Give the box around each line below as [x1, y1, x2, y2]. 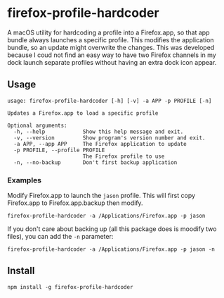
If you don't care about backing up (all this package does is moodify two [7, 225, 217, 233]
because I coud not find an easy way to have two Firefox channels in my [7, 51, 216, 59]
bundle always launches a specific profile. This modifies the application [7, 35, 214, 44]
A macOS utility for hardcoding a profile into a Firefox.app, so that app [7, 28, 210, 37]
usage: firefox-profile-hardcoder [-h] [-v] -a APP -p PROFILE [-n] [7, 97, 212, 104]
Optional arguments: [7, 122, 68, 129]
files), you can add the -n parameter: [7, 232, 114, 241]
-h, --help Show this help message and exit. [13, 128, 184, 135]
